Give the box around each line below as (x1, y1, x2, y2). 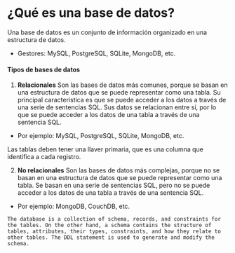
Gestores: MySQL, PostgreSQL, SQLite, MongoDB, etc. (17, 49, 176, 57)
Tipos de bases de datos (7, 65, 81, 74)
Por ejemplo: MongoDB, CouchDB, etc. (17, 202, 130, 211)
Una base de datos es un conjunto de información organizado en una (7, 28, 208, 36)
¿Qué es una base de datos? (7, 5, 175, 21)
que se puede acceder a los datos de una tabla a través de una (17, 111, 200, 119)
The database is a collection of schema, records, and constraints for (7, 216, 221, 223)
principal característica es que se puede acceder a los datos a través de (17, 96, 227, 104)
